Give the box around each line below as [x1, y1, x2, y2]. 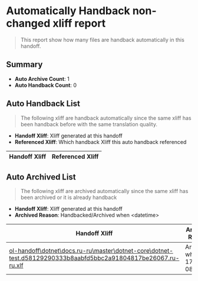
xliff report [52, 17, 106, 30]
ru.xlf [9, 262, 24, 270]
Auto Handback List [6, 99, 81, 109]
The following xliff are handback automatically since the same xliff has [20, 114, 192, 122]
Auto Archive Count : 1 [14, 75, 70, 82]
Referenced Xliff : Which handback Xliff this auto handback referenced [14, 138, 187, 145]
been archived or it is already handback [20, 194, 117, 201]
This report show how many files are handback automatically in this [20, 36, 184, 43]
